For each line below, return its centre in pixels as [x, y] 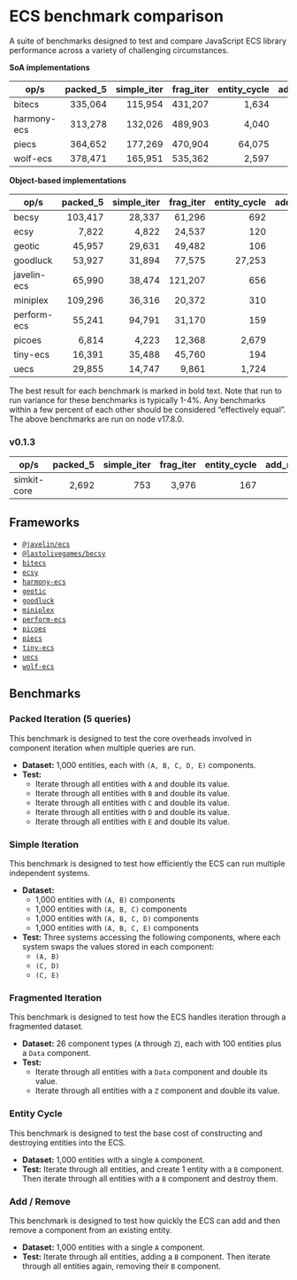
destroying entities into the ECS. [68, 1142]
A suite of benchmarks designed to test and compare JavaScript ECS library [148, 41]
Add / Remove [40, 1201]
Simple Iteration [44, 844]
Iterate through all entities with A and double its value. [133, 784]
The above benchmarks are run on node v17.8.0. [97, 419]
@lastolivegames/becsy [64, 554]
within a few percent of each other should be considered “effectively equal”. [148, 409]
